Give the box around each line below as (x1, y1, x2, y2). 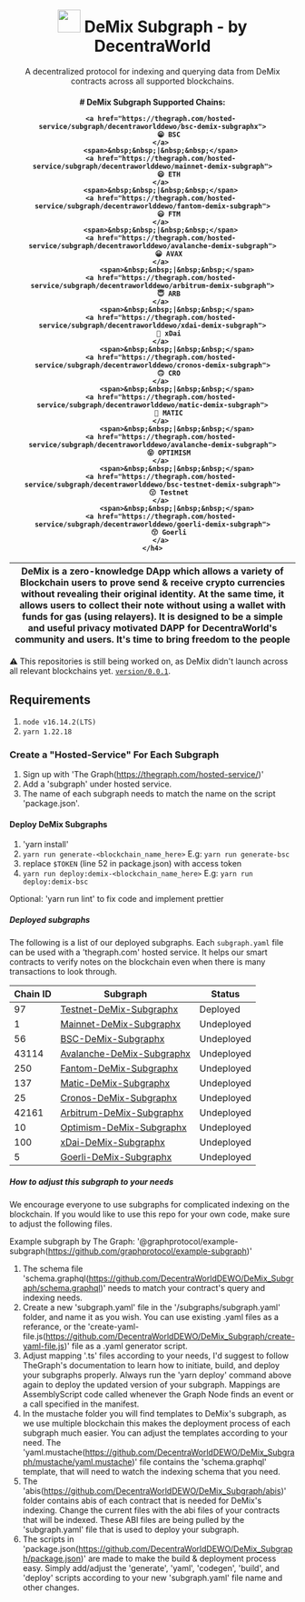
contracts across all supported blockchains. (71, 75, 234, 86)
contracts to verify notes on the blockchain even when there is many (9, 956, 266, 967)
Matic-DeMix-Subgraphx (60, 1077, 171, 1090)
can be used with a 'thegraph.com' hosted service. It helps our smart (9, 946, 268, 958)
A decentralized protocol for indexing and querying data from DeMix (25, 65, 280, 76)
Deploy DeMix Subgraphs (9, 818, 108, 829)
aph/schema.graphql (22, 1283, 102, 1294)
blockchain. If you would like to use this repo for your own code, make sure (9, 1209, 290, 1220)
